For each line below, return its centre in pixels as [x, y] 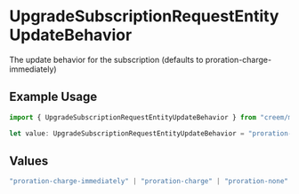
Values [29, 161]
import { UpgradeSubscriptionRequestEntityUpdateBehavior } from [133, 117]
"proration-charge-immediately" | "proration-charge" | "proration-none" [149, 182]
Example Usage [53, 97]
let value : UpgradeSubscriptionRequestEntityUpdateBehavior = [127, 133]
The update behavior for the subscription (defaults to [106, 59]
